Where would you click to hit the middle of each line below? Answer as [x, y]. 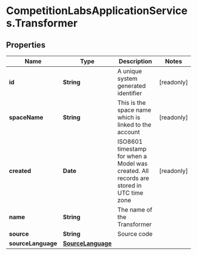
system [127, 79]
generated [131, 86]
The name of [135, 210]
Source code [135, 234]
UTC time [130, 193]
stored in [129, 186]
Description [135, 61]
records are [133, 178]
